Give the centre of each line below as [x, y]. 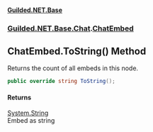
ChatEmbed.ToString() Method [77, 51]
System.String [28, 113]
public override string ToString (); [61, 82]
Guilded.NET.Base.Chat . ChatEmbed [70, 28]
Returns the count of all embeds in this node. [73, 68]
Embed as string [31, 121]
